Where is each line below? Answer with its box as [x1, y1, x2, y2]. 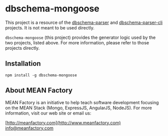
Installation [5, 59, 41, 68]
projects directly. [5, 45, 40, 51]
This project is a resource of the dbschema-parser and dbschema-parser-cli [5, 19, 163, 25]
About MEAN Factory [5, 86, 72, 95]
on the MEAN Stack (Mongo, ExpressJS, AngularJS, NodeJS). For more [5, 105, 152, 111]
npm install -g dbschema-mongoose [5, 73, 77, 78]
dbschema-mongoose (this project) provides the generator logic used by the [5, 34, 156, 40]
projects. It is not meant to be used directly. [5, 24, 95, 30]
